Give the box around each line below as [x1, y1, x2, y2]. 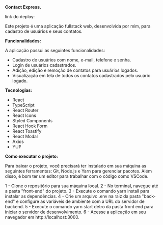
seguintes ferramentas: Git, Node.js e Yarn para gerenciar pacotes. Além [5, 168, 152, 174]
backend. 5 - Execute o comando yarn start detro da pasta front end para [5, 204, 154, 209]
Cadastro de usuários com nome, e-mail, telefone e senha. [12, 57, 131, 63]
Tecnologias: [5, 87, 32, 93]
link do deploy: [5, 14, 35, 19]
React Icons [12, 112, 37, 118]
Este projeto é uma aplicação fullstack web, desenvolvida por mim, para [5, 23, 151, 29]
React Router [12, 108, 39, 113]
